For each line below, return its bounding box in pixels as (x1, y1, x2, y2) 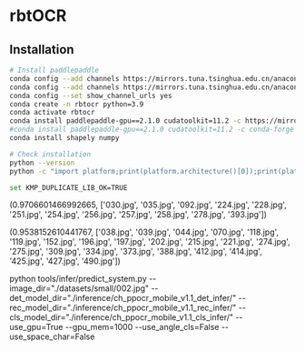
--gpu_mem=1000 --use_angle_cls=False (64, 322, 220, 333)
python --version (9, 158, 75, 167)
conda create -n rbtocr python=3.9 (9, 99, 144, 109)
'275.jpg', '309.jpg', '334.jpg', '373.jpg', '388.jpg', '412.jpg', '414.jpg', (9, 246, 263, 257)
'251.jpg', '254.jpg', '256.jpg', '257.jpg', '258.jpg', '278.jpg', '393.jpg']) (9, 209, 268, 220)
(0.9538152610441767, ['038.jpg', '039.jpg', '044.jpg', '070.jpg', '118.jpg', (9, 226, 280, 237)
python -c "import (9, 166, 79, 175)
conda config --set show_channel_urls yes (9, 91, 172, 100)
